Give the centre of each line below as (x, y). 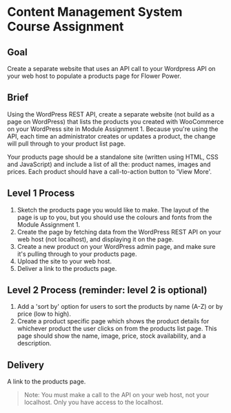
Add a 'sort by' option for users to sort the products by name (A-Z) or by (120, 307)
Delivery (26, 365)
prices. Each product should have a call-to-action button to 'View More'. (110, 171)
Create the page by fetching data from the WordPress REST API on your (119, 232)
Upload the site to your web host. (64, 261)
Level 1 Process (41, 193)
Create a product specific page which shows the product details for (113, 321)
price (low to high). (44, 314)
